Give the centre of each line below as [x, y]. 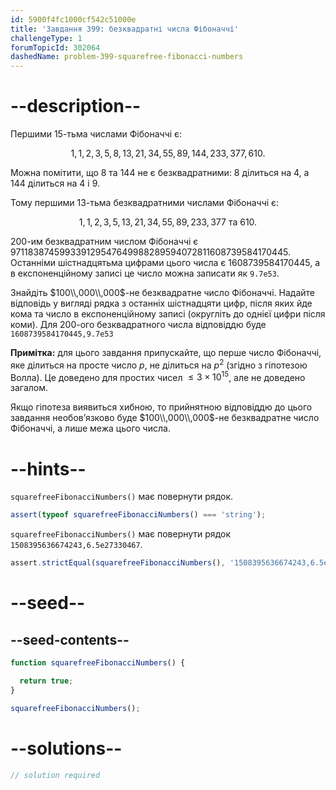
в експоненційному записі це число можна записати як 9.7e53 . [145, 273]
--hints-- [48, 468]
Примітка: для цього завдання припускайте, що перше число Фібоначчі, [166, 353]
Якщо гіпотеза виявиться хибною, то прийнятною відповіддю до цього [161, 407]
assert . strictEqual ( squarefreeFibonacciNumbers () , [118, 563]
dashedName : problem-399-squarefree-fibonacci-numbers [127, 57]
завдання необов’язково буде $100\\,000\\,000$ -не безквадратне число [165, 418]
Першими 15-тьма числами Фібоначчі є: [96, 134]
